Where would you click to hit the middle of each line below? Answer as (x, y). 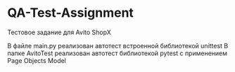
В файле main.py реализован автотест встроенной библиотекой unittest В (118, 45)
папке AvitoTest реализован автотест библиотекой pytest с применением (117, 53)
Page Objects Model (37, 60)
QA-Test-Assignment (70, 13)
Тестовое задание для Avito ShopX (59, 32)
